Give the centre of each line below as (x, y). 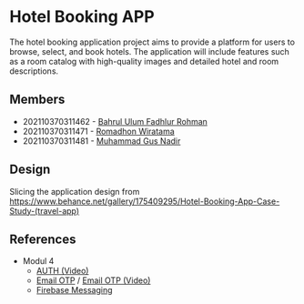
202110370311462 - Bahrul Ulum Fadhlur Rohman (115, 121)
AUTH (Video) (62, 271)
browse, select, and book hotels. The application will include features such (149, 51)
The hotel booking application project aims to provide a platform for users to (152, 42)
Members (37, 100)
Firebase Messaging (74, 290)
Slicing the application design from (75, 191)
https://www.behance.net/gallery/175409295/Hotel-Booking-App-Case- (145, 201)
